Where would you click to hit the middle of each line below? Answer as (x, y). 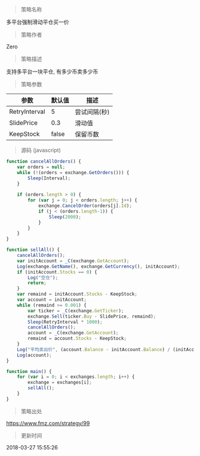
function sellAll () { (33, 250)
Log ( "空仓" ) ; (43, 277)
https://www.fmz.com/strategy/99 (48, 423)
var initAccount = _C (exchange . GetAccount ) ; (73, 261)
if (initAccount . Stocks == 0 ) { (57, 272)
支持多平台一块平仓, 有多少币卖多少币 (52, 72)
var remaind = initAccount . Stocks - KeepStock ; (77, 294)
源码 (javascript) (41, 150)
